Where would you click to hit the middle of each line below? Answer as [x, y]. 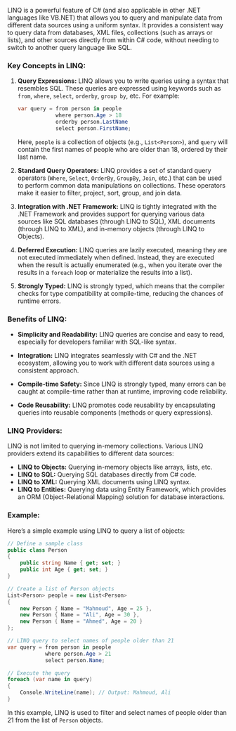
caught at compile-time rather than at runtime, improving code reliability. [122, 392]
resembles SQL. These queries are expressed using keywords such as [119, 89]
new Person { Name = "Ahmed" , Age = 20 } [81, 621]
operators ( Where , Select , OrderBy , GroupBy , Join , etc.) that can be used [120, 178]
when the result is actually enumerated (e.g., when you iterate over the [120, 265]
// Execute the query [39, 673]
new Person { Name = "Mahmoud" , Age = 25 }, [86, 608]
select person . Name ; [75, 660]
